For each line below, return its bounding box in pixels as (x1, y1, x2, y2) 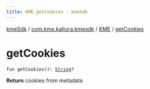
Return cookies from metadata (6, 76, 83, 84)
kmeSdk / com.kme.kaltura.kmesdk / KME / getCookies (6, 25, 144, 32)
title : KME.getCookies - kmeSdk (6, 8, 88, 15)
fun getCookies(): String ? (6, 66, 74, 72)
